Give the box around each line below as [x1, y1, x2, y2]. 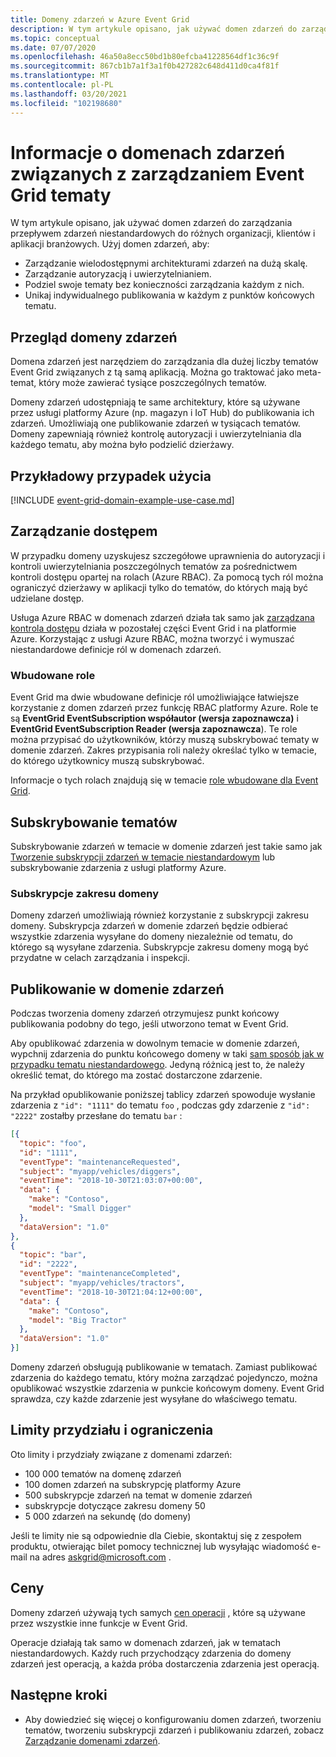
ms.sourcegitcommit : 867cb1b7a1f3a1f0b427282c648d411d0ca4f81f [10, 61, 280, 71]
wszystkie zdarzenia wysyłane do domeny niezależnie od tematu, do [10, 931, 293, 943]
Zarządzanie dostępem [10, 523, 158, 540]
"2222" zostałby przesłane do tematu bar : [10, 1110, 183, 1122]
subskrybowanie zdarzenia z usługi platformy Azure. [10, 861, 227, 873]
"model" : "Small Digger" [28, 1204, 132, 1214]
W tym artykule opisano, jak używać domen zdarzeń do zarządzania [10, 217, 293, 229]
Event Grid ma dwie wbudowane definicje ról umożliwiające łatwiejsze [10, 691, 300, 703]
